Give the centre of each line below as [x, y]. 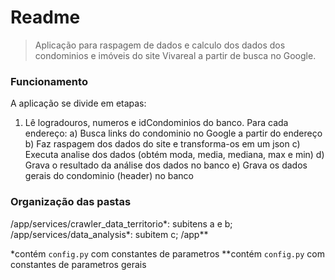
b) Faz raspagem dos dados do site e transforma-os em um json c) [162, 144]
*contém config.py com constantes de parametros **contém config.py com [167, 253]
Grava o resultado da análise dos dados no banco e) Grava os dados [166, 165]
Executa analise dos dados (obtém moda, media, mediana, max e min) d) [174, 155]
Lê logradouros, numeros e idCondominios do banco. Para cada [156, 123]
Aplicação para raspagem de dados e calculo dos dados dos [160, 45]
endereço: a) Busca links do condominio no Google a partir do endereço [173, 133]
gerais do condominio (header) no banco [109, 176]
